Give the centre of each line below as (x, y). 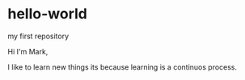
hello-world (48, 14)
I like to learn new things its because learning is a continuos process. (122, 67)
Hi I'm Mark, (28, 51)
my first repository (38, 36)
